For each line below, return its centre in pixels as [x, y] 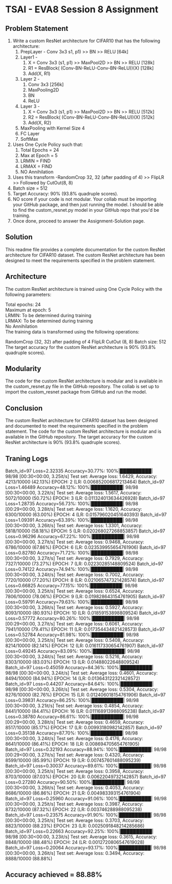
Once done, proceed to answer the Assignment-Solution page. [79, 221]
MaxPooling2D [44, 90]
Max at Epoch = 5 [39, 155]
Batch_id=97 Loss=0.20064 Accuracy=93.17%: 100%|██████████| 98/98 [86, 848]
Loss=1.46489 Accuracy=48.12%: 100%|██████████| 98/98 [72, 487]
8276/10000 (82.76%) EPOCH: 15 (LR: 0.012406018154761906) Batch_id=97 [85, 695]
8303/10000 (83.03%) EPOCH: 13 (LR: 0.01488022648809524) [72, 662]
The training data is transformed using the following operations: [72, 331]
